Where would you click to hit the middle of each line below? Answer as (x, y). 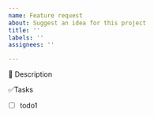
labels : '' (26, 38)
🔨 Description (30, 74)
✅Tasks (21, 90)
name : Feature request (45, 15)
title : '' (24, 30)
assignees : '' (32, 45)
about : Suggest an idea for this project (77, 23)
